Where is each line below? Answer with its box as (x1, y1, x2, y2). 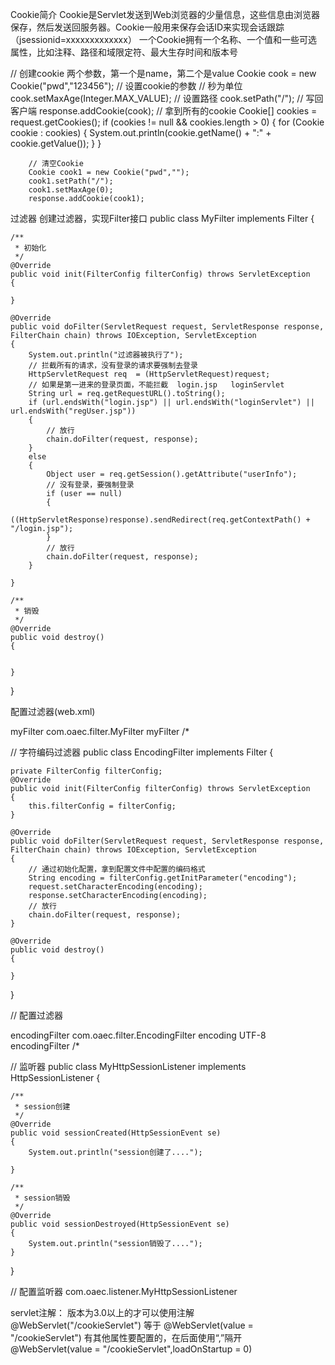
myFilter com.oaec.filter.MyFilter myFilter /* (10, 726, 190, 737)
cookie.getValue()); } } (10, 138, 102, 149)
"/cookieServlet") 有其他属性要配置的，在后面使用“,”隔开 (10, 1332, 243, 1343)
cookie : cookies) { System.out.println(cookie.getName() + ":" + (10, 127, 272, 138)
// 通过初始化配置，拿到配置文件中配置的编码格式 (28, 864, 206, 874)
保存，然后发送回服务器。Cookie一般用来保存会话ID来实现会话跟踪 (10, 21, 285, 33)
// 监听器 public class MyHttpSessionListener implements (10, 1061, 247, 1072)
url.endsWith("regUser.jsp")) (10, 406, 137, 416)
